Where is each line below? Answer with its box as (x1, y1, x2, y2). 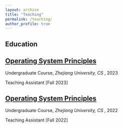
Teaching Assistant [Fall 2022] (5, 117, 68, 123)
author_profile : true (5, 21, 50, 26)
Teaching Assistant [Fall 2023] (5, 79, 68, 85)
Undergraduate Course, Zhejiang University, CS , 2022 (5, 107, 118, 113)
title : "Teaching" (5, 12, 43, 17)
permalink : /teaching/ (5, 16, 52, 21)
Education (5, 39, 38, 48)
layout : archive (5, 7, 39, 12)
